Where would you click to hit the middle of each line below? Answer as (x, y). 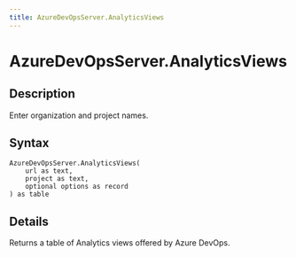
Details (29, 221)
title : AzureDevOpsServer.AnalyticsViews (87, 17)
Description (42, 94)
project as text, (57, 179)
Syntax (29, 143)
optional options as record (77, 187)
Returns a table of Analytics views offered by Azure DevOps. (120, 243)
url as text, (49, 171)
